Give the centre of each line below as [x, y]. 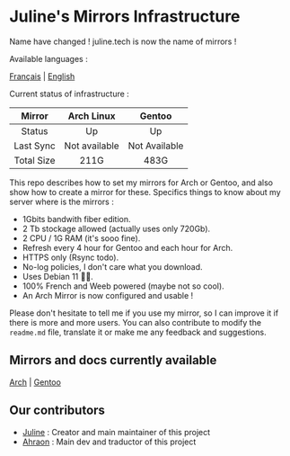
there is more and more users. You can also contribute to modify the [136, 322]
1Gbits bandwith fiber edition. [77, 219]
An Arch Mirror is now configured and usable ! [108, 295]
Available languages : [48, 58]
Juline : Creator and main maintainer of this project [116, 432]
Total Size [35, 160]
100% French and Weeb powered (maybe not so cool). [123, 286]
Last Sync [35, 146]
